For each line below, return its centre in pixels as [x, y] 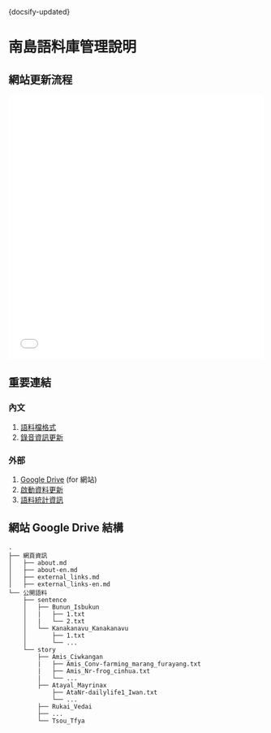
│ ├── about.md [38, 563]
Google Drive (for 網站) [58, 479]
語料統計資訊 [41, 500]
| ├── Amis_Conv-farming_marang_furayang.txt [119, 664]
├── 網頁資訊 [28, 556]
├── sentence [45, 600]
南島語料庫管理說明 [73, 47]
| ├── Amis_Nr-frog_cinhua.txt [94, 671]
